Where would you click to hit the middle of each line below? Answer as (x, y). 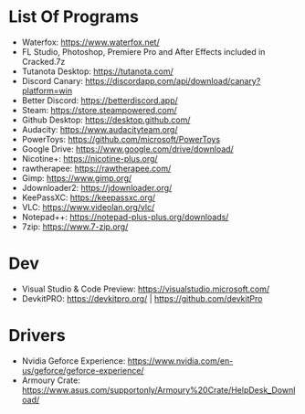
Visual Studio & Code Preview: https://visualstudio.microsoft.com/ (146, 289)
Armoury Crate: (51, 380)
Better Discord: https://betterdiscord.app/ (100, 100)
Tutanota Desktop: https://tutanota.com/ (98, 71)
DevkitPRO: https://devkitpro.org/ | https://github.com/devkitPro (142, 298)
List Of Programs (74, 17)
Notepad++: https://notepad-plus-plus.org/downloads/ (125, 217)
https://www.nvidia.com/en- (180, 361)
